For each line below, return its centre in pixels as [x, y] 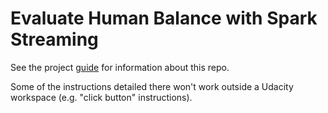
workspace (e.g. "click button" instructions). [101, 97]
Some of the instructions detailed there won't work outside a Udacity [152, 86]
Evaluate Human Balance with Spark [164, 18]
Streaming [54, 39]
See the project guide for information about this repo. [120, 67]
